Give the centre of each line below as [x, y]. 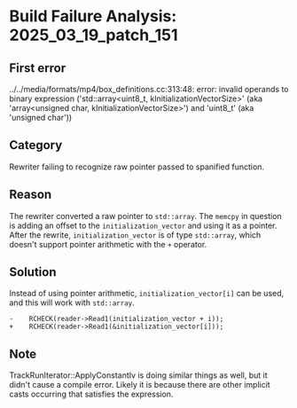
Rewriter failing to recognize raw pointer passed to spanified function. [137, 167]
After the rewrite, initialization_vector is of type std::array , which [135, 235]
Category [36, 145]
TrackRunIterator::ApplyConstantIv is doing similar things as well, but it [138, 375]
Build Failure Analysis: [93, 16]
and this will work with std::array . [72, 302]
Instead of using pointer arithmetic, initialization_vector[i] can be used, [147, 294]
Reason [31, 195]
